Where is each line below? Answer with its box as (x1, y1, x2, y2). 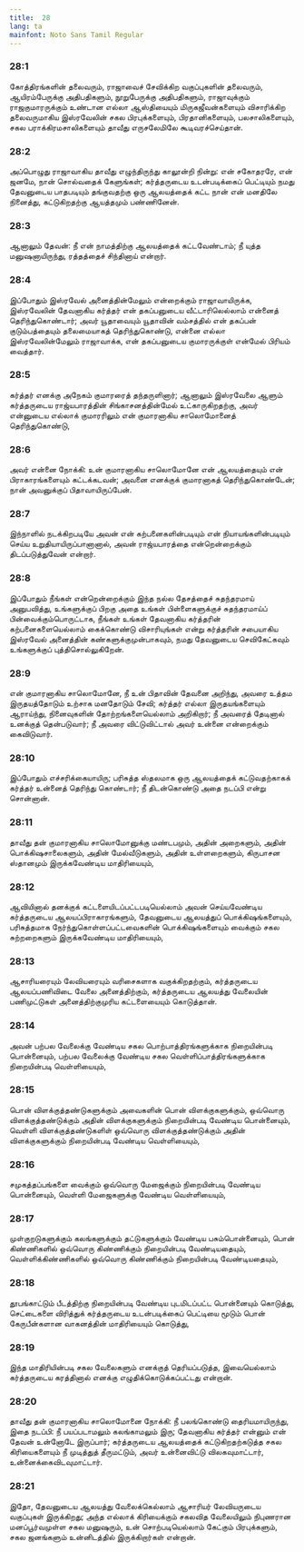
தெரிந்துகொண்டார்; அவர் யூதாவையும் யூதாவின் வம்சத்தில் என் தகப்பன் (9, 314, 257, 325)
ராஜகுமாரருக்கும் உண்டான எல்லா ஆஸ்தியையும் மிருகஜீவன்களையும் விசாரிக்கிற (9, 101, 286, 112)
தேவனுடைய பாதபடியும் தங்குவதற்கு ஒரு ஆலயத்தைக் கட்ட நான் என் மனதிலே (9, 185, 278, 196)
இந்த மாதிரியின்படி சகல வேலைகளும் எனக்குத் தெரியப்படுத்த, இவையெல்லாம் (9, 1362, 277, 1373)
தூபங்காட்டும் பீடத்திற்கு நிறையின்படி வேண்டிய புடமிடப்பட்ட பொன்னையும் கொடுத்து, (9, 1297, 295, 1308)
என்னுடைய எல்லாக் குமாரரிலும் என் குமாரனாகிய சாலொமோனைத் (9, 410, 237, 421)
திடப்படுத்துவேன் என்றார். (9, 549, 96, 560)
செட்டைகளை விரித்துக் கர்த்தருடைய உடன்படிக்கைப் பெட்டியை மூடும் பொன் (9, 1308, 266, 1318)
